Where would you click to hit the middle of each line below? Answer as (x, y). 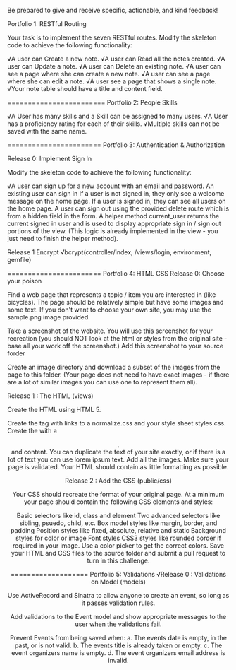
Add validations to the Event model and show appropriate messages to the (118, 617)
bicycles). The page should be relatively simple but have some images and (116, 302)
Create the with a (32, 431)
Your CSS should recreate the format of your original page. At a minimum (118, 494)
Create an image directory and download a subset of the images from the (114, 367)
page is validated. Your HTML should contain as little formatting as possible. (118, 467)
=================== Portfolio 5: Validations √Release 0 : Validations (118, 574)
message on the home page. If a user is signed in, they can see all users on (117, 201)
